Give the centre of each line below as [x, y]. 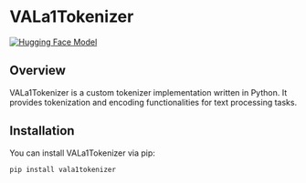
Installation [42, 131]
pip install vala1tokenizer [63, 169]
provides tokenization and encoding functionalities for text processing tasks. [153, 102]
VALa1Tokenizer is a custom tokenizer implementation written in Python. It [148, 92]
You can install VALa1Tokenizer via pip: [82, 153]
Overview [38, 71]
